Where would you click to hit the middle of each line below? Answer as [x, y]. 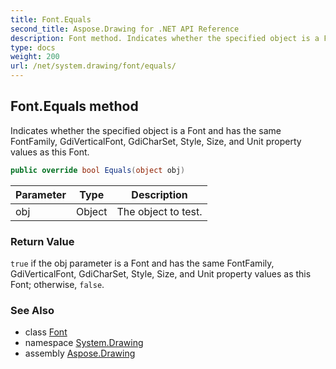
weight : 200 [35, 57]
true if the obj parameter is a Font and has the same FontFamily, [142, 263]
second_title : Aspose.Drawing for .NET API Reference [125, 29]
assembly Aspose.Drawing [80, 353]
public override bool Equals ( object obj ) [98, 170]
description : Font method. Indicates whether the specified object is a [165, 38]
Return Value [42, 241]
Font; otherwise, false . [57, 284]
